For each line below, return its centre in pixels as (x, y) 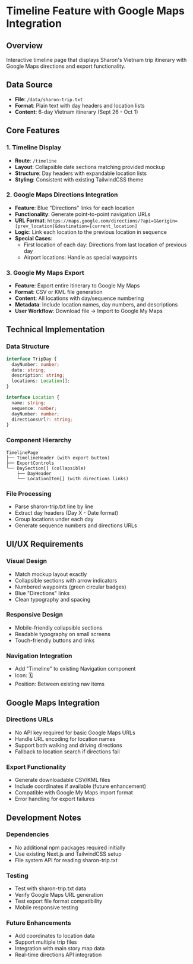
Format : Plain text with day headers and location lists (80, 105)
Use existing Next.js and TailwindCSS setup (68, 854)
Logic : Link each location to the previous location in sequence (91, 232)
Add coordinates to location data (55, 936)
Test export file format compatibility (58, 901)
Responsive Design (35, 615)
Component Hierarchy (39, 440)
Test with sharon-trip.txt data (50, 888)
